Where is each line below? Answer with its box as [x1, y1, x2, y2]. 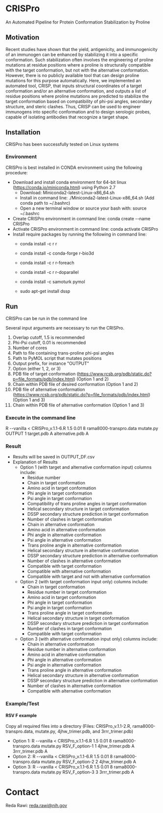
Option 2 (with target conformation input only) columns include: [20, 579, 148, 585]
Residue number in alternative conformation [27, 646, 116, 652]
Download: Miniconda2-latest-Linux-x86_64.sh [20, 190, 115, 195]
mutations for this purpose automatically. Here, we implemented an [5, 77, 141, 83]
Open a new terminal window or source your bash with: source [20, 205, 147, 211]
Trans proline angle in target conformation [27, 610, 113, 616]
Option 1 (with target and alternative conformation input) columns [20, 464, 152, 470]
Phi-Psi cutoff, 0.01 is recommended [12, 339, 86, 345]
